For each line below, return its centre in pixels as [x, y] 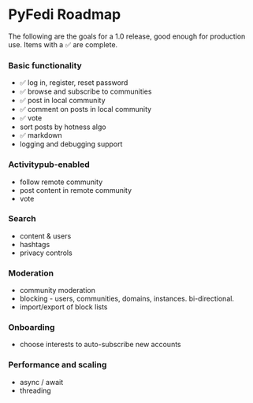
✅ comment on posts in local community [86, 109]
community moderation [58, 290]
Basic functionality [45, 65]
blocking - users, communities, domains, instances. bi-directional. [127, 299]
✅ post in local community [62, 101]
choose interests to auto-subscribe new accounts [100, 345]
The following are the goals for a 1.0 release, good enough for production [127, 36]
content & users [45, 236]
